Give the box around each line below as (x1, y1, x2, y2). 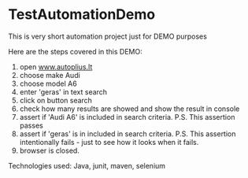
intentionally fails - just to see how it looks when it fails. (19, 137, 199, 146)
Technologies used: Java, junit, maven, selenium (8, 161, 166, 170)
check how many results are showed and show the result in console (19, 104, 240, 113)
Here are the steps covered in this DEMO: (8, 46, 143, 56)
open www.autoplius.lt (19, 61, 93, 72)
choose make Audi (19, 70, 80, 80)
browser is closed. (19, 146, 80, 155)
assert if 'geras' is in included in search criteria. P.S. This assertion (19, 128, 236, 139)
